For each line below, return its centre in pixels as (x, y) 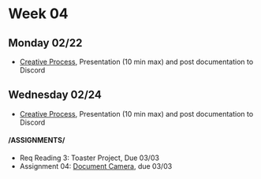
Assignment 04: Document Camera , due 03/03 (96, 166)
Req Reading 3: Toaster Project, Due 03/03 (89, 158)
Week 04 (38, 14)
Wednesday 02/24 (55, 95)
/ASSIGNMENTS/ (37, 140)
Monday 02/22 (45, 43)
